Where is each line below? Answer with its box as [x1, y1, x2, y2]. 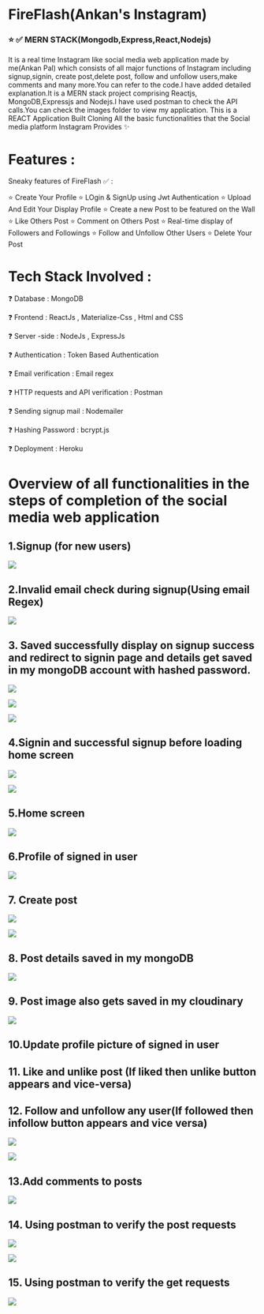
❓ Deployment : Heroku [8, 444, 84, 453]
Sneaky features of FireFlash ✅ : [8, 176, 113, 186]
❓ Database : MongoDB [8, 294, 84, 303]
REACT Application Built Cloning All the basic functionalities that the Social [8, 114, 251, 123]
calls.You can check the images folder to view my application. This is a [8, 105, 238, 115]
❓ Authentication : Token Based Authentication [8, 350, 159, 360]
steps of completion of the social [8, 491, 228, 509]
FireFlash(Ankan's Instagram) [8, 6, 207, 24]
